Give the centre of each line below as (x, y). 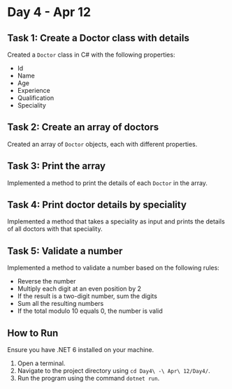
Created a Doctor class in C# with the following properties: (91, 54)
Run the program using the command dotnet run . (88, 379)
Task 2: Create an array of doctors (83, 127)
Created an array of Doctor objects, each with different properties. (102, 144)
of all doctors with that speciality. (55, 229)
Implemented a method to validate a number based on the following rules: (114, 268)
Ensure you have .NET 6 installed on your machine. (81, 350)
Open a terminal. (41, 363)
